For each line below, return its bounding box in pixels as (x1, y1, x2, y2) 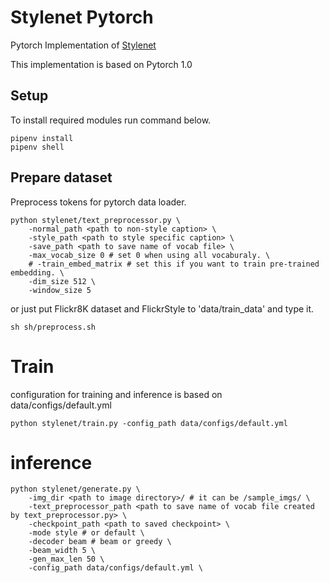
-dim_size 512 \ (28, 276, 97, 286)
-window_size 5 (28, 285, 92, 295)
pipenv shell (10, 142, 65, 152)
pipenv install (10, 133, 74, 143)
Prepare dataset (10, 169, 113, 186)
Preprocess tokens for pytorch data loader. (10, 196, 187, 208)
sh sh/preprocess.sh (10, 322, 97, 332)
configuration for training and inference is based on (10, 388, 223, 400)
